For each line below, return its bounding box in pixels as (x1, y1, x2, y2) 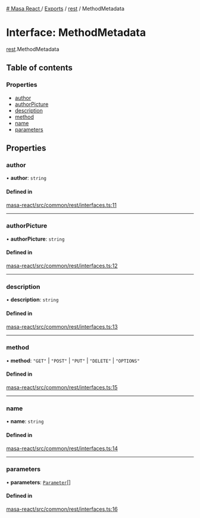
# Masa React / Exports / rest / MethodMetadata (6, 5, 125, 12)
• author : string (6, 174, 46, 182)
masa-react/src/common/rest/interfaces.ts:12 (6, 262, 118, 270)
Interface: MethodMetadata (6, 26, 146, 39)
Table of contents (6, 63, 73, 73)
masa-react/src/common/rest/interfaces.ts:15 (6, 384, 118, 391)
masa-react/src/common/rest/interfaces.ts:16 (6, 505, 118, 513)
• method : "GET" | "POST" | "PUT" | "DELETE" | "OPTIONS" (6, 357, 140, 364)
